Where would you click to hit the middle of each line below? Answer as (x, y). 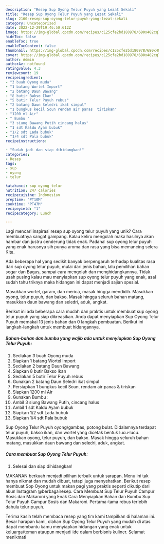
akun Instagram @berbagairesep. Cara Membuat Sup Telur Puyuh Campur (80, 491)
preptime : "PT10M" (24, 200)
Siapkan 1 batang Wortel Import (44, 361)
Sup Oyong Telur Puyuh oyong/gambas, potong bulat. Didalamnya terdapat (81, 427)
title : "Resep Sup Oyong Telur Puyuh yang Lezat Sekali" (64, 14)
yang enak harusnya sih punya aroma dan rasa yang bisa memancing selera (82, 247)
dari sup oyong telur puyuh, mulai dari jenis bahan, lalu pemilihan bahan (78, 267)
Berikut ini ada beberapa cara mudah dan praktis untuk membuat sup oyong (82, 312)
